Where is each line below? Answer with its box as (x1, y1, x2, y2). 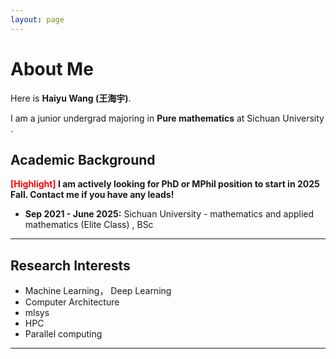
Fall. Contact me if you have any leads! (10, 189, 175, 201)
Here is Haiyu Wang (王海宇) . (10, 92, 132, 104)
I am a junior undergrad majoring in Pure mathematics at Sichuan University (10, 112, 325, 124)
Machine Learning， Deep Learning (24, 285, 172, 297)
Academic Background (10, 151, 156, 168)
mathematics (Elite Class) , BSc (24, 219, 154, 231)
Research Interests (10, 257, 131, 274)
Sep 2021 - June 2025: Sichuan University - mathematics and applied (24, 208, 315, 220)
